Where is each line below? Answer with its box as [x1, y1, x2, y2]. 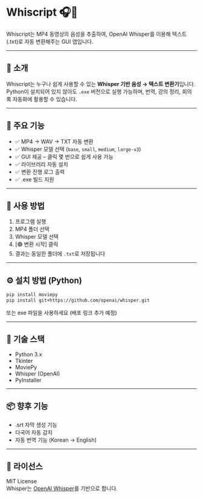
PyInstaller [14, 376, 42, 383]
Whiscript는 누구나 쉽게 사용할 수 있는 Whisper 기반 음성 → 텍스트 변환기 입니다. [6, 80, 196, 87]
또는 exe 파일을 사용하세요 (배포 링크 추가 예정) [6, 309, 117, 316]
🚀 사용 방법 [6, 201, 45, 211]
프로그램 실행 [14, 218, 47, 225]
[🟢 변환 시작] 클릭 [14, 241, 59, 248]
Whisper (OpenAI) [14, 370, 60, 377]
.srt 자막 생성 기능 [14, 421, 57, 428]
